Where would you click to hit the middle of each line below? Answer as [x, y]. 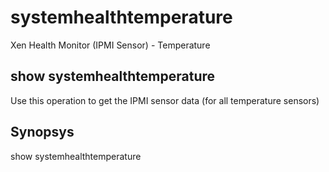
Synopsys [42, 132]
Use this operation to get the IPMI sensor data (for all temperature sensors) [165, 100]
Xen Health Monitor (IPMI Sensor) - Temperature [110, 45]
